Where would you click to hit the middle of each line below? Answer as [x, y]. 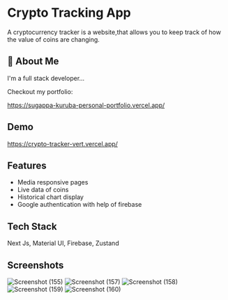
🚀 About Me [33, 62]
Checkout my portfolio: [40, 91]
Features [27, 165]
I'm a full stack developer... [46, 78]
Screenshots [36, 265]
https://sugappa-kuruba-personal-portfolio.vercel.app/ [86, 105]
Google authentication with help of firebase [79, 205]
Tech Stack [32, 227]
